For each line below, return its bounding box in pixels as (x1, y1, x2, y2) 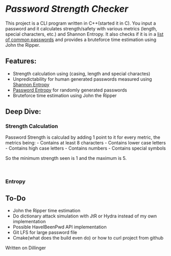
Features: (5, 57, 37, 66)
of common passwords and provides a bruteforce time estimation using (5, 36, 157, 43)
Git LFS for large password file (12, 229, 78, 235)
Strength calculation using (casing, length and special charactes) (12, 70, 150, 77)
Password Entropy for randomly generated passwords (12, 87, 127, 93)
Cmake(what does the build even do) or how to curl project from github (12, 235, 164, 241)
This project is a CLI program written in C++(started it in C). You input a (5, 20, 156, 26)
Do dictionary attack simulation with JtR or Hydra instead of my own (12, 213, 157, 219)
